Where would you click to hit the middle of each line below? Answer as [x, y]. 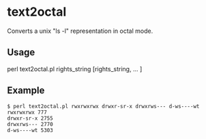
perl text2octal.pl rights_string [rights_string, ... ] [75, 68]
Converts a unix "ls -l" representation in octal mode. [80, 31]
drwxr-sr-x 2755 [30, 118]
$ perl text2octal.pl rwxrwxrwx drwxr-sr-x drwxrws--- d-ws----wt [103, 106]
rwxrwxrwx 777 [27, 112]
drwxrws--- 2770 [30, 124]
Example [26, 91]
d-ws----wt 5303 [30, 130]
